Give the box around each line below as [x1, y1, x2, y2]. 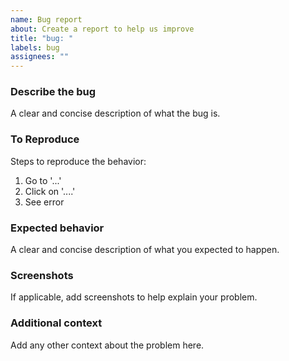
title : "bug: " [10, 33, 74, 43]
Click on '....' [24, 185, 76, 197]
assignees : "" [10, 52, 70, 62]
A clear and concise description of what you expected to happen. [10, 244, 280, 256]
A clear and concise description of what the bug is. [10, 107, 221, 120]
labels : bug [10, 42, 60, 53]
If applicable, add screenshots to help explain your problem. [10, 291, 258, 303]
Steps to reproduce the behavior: [10, 155, 147, 167]
